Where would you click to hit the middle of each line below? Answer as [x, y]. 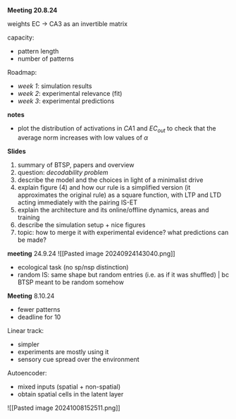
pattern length [38, 51]
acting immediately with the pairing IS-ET [77, 202]
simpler [29, 344]
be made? [32, 240]
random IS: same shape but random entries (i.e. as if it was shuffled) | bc [123, 274]
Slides [17, 151]
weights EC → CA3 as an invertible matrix [68, 24]
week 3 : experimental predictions [66, 101]
